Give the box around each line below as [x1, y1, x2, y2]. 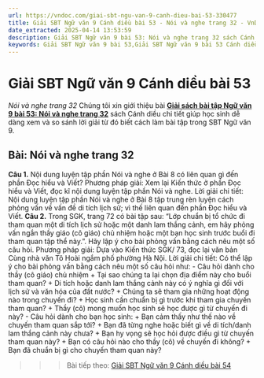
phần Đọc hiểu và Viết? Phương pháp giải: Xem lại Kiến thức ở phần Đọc [8, 178, 241, 187]
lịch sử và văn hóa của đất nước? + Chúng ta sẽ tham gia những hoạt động [8, 287, 250, 296]
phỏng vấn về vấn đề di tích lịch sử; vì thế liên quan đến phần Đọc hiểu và [8, 202, 247, 213]
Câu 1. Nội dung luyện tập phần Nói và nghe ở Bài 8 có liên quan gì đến [8, 169, 239, 179]
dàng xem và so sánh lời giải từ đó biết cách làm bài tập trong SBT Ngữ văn [8, 117, 251, 127]
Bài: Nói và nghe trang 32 [8, 149, 135, 162]
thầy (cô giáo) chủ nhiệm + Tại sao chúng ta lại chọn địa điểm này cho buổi [8, 269, 251, 280]
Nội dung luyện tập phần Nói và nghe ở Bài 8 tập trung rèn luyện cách [8, 195, 234, 204]
